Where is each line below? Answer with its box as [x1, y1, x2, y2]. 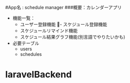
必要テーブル [12, 40, 39, 46]
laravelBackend [5, 69, 72, 80]
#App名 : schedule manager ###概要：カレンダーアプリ [5, 5, 122, 10]
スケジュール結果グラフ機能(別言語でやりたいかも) [20, 34, 125, 40]
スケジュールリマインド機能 [20, 28, 78, 34]
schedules [20, 51, 42, 57]
